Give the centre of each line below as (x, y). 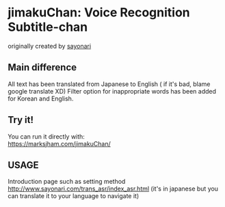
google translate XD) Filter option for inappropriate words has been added (112, 91)
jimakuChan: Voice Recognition (99, 13)
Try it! (21, 120)
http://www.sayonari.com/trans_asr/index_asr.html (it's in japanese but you (113, 189)
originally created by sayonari (50, 46)
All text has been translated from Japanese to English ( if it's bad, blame (109, 84)
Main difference (42, 67)
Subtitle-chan (48, 27)
